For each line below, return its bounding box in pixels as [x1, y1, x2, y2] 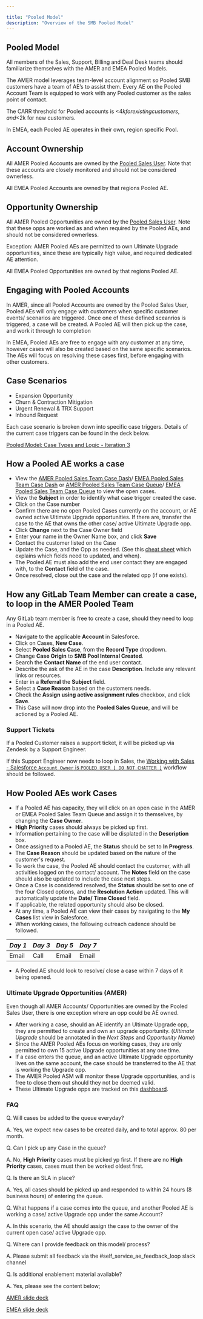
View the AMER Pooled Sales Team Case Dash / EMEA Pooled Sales [15, 475, 184, 482]
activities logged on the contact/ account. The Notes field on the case [15, 869, 191, 876]
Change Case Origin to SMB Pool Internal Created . [15, 652, 144, 659]
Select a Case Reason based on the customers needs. [15, 684, 151, 692]
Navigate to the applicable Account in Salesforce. [15, 633, 140, 641]
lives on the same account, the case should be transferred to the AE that [15, 1059, 196, 1066]
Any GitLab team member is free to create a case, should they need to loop [6, 615, 194, 622]
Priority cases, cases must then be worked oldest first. [6, 1162, 144, 1170]
